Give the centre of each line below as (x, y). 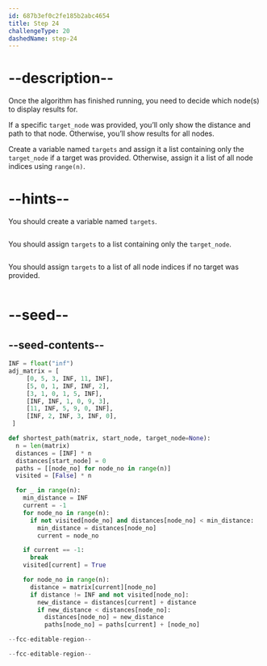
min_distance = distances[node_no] (97, 528)
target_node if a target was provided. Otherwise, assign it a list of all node (131, 158)
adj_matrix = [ (34, 371)
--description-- (61, 78)
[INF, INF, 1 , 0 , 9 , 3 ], (68, 401)
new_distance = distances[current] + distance (117, 602)
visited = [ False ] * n (54, 476)
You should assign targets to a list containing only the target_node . (120, 244)
